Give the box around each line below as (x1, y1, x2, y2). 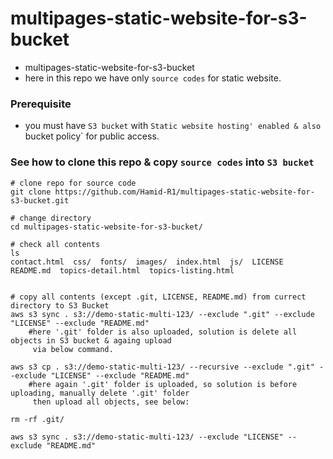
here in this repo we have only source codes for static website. (24, 72, 282, 84)
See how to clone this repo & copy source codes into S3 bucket (10, 155, 315, 169)
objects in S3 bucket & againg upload (10, 335, 172, 346)
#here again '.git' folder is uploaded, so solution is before (28, 379, 298, 389)
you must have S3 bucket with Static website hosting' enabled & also (24, 120, 322, 132)
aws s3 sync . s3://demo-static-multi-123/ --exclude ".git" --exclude (10, 309, 315, 319)
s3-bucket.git (10, 195, 70, 206)
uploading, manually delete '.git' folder (10, 388, 190, 398)
